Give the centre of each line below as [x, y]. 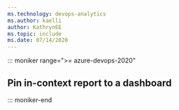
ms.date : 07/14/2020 [38, 40]
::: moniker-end [30, 99]
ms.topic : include [34, 34]
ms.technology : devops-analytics [57, 14]
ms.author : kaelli [34, 21]
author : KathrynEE [34, 27]
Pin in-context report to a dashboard [89, 83]
